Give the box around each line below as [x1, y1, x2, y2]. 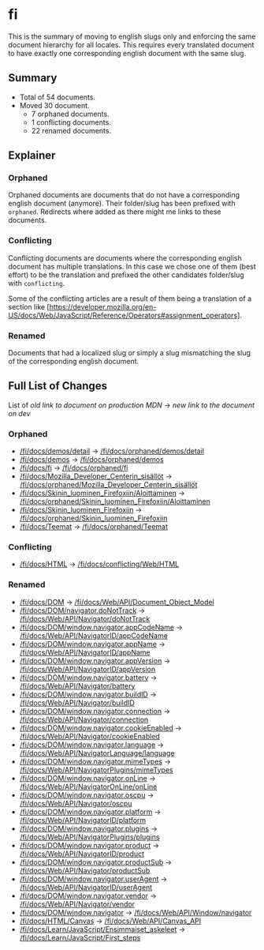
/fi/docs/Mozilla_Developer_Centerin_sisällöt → [19, 471, 173, 481]
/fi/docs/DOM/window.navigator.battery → [19, 673, 158, 682]
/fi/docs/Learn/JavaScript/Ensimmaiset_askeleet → [19, 924, 186, 933]
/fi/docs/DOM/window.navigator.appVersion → [19, 655, 171, 665]
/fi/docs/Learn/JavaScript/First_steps [19, 933, 141, 942]
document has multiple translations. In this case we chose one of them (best [8, 261, 256, 271]
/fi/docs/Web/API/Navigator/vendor [19, 899, 136, 909]
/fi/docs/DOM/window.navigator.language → [19, 740, 164, 749]
